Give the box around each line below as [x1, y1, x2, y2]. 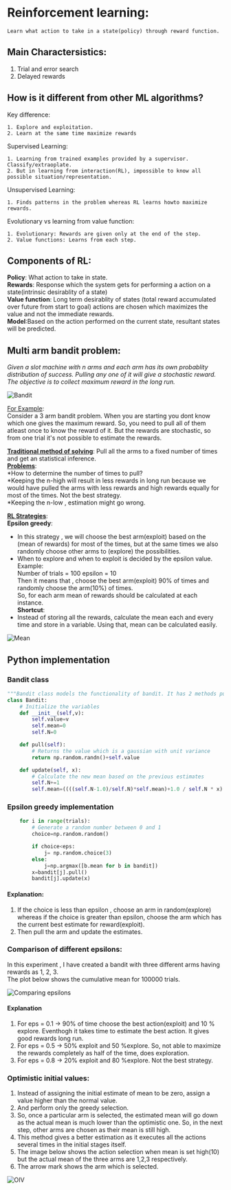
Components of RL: [7, 255, 91, 266]
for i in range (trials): [19, 818, 91, 825]
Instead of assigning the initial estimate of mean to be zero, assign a [16, 1089, 210, 1098]
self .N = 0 [32, 729, 57, 736]
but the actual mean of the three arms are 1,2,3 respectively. [16, 1155, 188, 1164]
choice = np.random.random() [32, 830, 109, 838]
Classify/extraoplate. [7, 161, 72, 168]
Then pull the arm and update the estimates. [16, 927, 143, 936]
